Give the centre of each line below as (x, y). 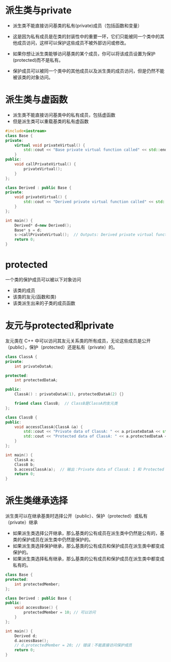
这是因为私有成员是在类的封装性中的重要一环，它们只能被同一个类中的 (86, 36)
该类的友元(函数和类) (35, 297)
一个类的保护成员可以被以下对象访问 (43, 279)
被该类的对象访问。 (33, 77)
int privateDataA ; (34, 366)
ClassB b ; (25, 464)
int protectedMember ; (37, 584)
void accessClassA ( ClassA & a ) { (49, 427)
